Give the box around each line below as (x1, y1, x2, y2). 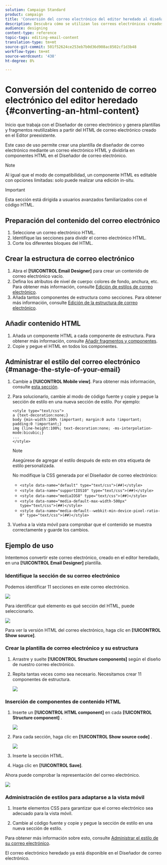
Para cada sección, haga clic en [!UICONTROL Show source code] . (12, 734, 153, 740)
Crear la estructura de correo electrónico (5, 255, 135, 263)
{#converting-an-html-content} (5, 105, 140, 117)
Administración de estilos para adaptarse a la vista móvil (5, 794, 145, 801)
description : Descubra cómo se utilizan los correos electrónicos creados (5, 21, 164, 26)
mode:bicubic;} (12, 430, 44, 435)
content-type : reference (5, 30, 57, 35)
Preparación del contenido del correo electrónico (5, 216, 161, 225)
